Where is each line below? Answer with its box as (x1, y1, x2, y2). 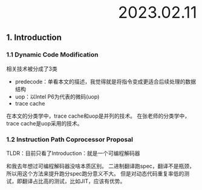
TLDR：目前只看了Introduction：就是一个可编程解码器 (6, 150, 140, 157)
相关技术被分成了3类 (6, 65, 57, 72)
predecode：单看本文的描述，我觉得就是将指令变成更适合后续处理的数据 (15, 78, 197, 85)
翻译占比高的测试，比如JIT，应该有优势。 (22, 177, 126, 185)
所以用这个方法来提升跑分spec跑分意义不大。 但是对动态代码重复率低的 (6, 169, 184, 177)
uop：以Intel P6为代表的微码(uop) (15, 93, 100, 100)
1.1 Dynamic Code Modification (6, 51, 99, 59)
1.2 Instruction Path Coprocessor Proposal (6, 135, 133, 144)
